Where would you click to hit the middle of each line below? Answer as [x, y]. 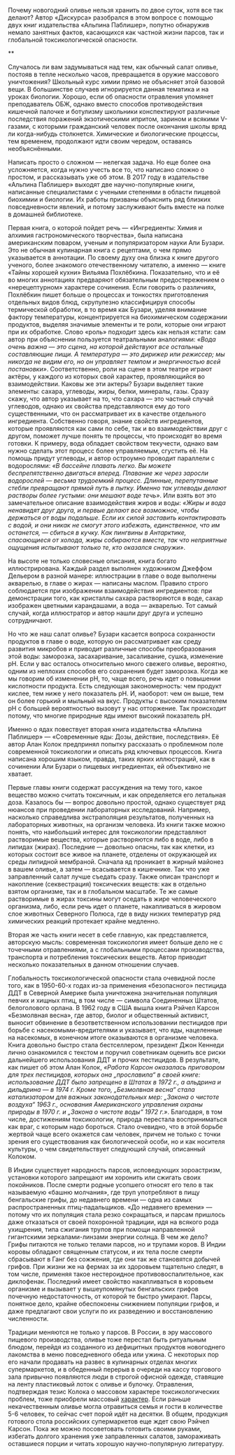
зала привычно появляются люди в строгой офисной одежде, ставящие [116, 1377]
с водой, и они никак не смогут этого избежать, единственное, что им [114, 525]
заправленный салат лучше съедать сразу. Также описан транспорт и [114, 876]
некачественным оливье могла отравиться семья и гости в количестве [115, 1406]
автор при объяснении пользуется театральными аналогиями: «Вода [112, 339]
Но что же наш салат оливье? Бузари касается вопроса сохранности [112, 634]
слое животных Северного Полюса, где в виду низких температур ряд [114, 914]
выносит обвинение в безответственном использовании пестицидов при [117, 1023]
